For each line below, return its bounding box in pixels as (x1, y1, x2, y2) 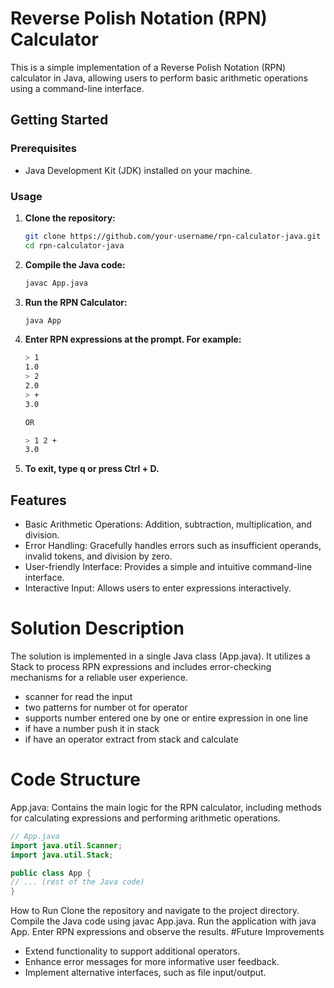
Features (10, 492, 67, 509)
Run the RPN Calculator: (24, 296, 128, 308)
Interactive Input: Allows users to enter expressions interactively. (24, 582, 292, 594)
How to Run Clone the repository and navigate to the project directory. (10, 905, 300, 917)
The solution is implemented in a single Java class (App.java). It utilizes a (10, 650, 311, 662)
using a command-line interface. (10, 82, 145, 94)
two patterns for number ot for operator (24, 702, 188, 714)
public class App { (10, 868, 92, 878)
